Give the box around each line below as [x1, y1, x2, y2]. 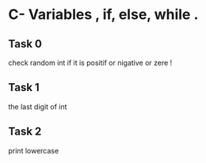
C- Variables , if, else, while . [8, 6, 199, 24]
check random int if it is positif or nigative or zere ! [8, 58, 173, 67]
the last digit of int [8, 101, 67, 112]
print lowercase [8, 146, 59, 155]
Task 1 [8, 81, 40, 94]
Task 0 [8, 37, 42, 51]
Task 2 [8, 125, 42, 138]
